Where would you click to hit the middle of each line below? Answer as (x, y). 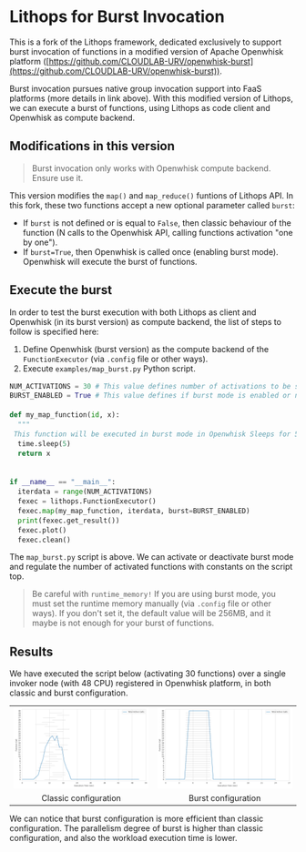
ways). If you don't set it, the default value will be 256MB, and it (151, 614)
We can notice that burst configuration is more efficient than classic (137, 818)
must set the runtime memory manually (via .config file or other (151, 603)
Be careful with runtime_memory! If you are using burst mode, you (153, 594)
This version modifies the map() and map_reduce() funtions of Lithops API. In (152, 195)
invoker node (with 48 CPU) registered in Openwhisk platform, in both (140, 684)
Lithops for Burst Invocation (117, 17)
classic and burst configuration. (69, 693)
